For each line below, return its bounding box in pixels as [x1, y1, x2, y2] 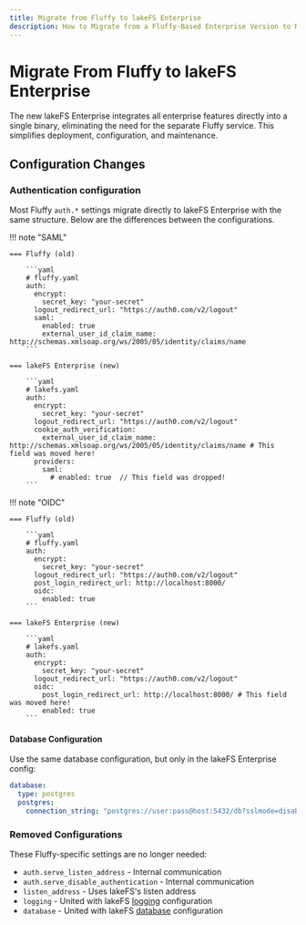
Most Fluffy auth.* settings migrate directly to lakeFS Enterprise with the [9, 204, 282, 215]
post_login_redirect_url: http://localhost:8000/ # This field [42, 691, 287, 700]
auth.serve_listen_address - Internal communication [22, 867, 222, 878]
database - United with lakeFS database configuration [22, 905, 224, 917]
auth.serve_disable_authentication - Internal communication [22, 877, 255, 888]
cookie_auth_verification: [33, 425, 137, 434]
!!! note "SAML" [9, 232, 67, 243]
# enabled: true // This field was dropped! [49, 473, 226, 483]
